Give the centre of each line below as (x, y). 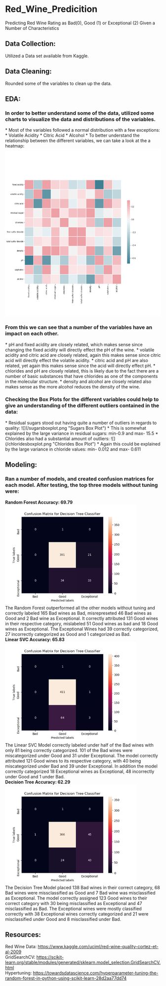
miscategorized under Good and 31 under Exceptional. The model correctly (82, 756)
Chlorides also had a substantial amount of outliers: (58, 439)
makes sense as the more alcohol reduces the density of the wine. (73, 386)
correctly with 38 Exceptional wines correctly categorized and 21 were (77, 914)
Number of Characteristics (32, 28)
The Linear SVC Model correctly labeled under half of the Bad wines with (80, 745)
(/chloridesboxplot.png (28, 444)
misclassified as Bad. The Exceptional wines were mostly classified (73, 909)
